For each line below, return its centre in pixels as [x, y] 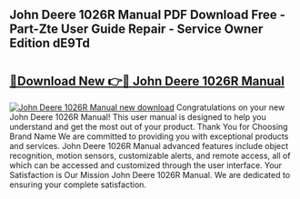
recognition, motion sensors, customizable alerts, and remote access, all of [150, 155]
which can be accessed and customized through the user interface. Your [146, 165]
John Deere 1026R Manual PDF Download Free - [148, 15]
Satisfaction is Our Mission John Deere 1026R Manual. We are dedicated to [150, 175]
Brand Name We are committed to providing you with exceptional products [149, 136]
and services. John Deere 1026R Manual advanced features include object [149, 146]
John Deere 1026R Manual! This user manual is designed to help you [138, 117]
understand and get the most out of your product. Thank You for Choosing [149, 127]
